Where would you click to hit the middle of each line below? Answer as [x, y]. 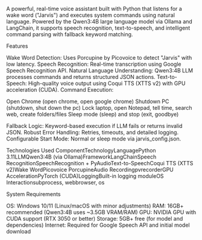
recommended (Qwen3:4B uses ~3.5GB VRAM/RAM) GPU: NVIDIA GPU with [101, 212]
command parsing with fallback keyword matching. [70, 34]
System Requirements [33, 194]
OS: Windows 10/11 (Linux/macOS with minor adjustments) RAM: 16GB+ [95, 206]
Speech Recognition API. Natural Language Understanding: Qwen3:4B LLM [100, 71]
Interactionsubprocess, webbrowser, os [55, 182]
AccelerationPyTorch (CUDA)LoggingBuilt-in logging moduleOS [85, 176]
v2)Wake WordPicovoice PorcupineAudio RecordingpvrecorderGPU [90, 169]
